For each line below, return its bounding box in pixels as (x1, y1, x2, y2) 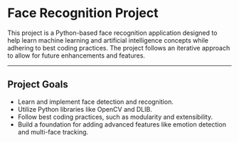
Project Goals (7, 78, 69, 90)
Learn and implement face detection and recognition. (17, 97, 174, 106)
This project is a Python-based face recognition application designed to (7, 28, 218, 37)
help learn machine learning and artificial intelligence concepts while (7, 36, 208, 44)
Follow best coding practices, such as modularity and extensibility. (17, 112, 213, 121)
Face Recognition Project (7, 5, 159, 21)
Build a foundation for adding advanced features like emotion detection (17, 120, 226, 129)
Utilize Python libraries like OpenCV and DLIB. (17, 105, 153, 113)
